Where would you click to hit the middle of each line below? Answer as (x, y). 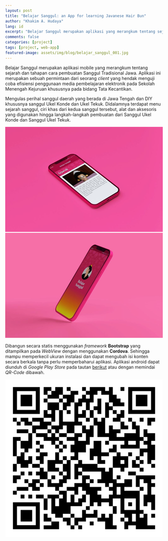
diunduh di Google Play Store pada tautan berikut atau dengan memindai (80, 367)
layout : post (19, 10)
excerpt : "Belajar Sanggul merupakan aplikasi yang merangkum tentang (80, 32)
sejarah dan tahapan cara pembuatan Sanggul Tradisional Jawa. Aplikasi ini (83, 73)
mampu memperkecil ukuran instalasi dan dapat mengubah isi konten (77, 356)
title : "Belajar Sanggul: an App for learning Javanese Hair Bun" (76, 16)
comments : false (22, 37)
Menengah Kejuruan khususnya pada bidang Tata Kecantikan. (69, 89)
